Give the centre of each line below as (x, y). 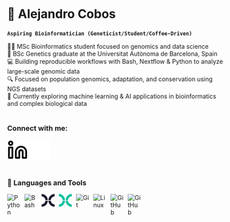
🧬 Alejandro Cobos (62, 14)
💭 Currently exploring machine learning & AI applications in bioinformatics (112, 96)
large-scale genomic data (44, 71)
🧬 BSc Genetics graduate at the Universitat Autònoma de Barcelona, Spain (113, 54)
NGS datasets (27, 89)
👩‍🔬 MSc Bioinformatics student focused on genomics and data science (108, 46)
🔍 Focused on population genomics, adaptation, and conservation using (110, 79)
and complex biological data (47, 103)
